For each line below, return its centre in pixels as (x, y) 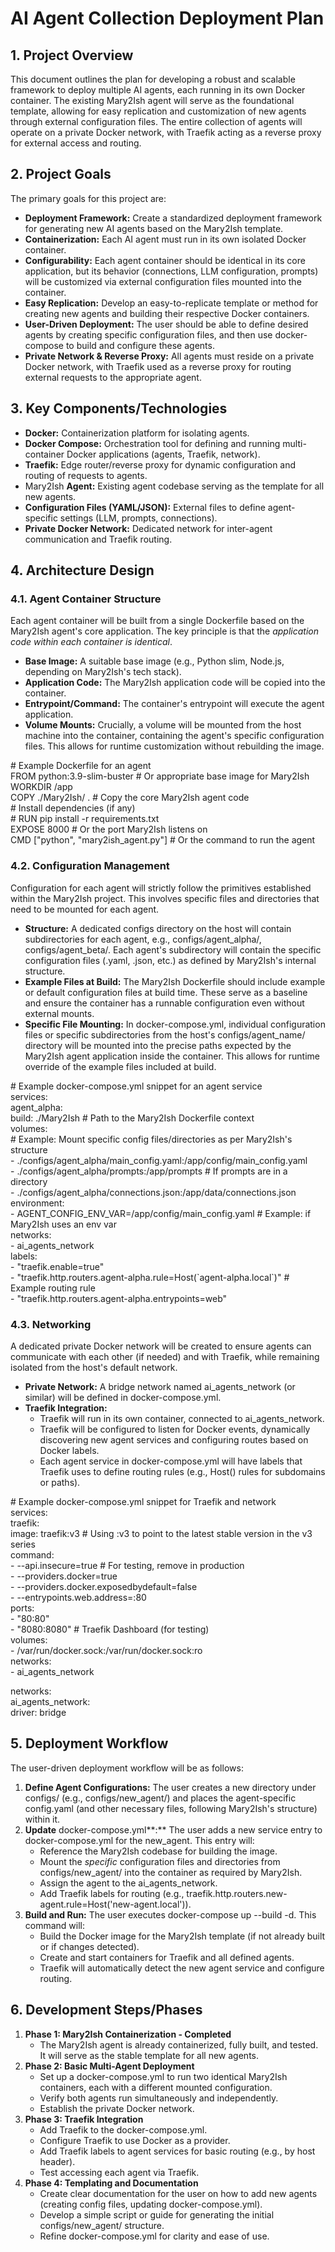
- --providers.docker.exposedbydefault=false (104, 1586)
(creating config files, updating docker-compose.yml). (151, 2204)
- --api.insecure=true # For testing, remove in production (127, 1565)
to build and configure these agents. (140, 345)
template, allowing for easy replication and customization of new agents (158, 111)
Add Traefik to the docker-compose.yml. (123, 2129)
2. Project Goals (61, 174)
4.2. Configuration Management (90, 866)
